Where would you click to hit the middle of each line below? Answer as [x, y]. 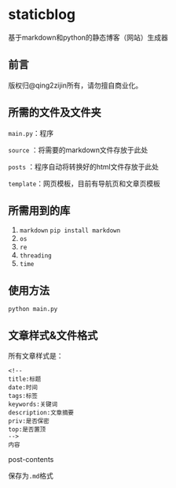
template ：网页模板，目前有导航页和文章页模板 [84, 183]
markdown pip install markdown [70, 231]
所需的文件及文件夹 [55, 113]
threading [36, 256]
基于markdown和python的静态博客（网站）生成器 [88, 37]
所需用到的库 [39, 210]
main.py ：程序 [31, 133]
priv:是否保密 [29, 421]
